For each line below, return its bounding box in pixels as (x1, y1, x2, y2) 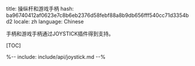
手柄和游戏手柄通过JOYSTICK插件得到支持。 (6, 30, 115, 37)
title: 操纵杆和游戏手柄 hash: (6, 5, 74, 12)
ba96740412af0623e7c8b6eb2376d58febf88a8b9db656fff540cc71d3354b (6, 12, 189, 19)
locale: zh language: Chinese (14, 18, 84, 25)
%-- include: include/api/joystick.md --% (6, 54, 106, 60)
